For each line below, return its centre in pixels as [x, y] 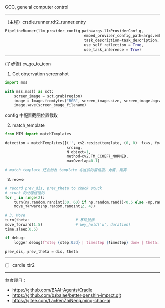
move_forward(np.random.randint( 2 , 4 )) [55, 206]
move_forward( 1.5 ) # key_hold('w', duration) [68, 225]
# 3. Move [15, 215]
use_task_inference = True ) [113, 49]
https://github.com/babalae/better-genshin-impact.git [67, 295]
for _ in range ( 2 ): [25, 197]
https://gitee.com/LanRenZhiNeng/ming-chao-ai [61, 301]
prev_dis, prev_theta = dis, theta [41, 251]
